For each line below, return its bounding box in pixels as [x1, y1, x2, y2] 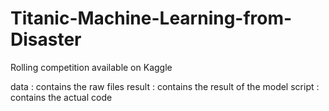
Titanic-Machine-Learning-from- [10, 7, 293, 30]
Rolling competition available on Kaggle [10, 61, 173, 73]
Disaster [10, 28, 82, 51]
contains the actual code [10, 91, 113, 103]
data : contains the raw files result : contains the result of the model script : [10, 80, 320, 92]
